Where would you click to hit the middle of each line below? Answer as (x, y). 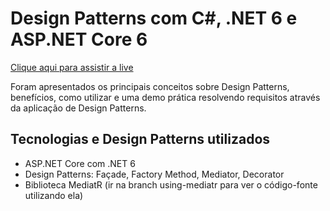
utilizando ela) (54, 195)
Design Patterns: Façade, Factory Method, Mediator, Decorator (154, 174)
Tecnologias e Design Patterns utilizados (140, 139)
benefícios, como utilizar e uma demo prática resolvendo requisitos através (165, 97)
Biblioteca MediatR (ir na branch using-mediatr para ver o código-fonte (171, 184)
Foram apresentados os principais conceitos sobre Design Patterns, (150, 86)
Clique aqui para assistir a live (72, 67)
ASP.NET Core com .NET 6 (80, 163)
